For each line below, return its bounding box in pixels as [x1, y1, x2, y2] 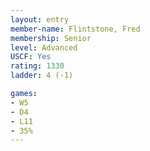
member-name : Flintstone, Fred [10, 24, 141, 34]
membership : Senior [10, 33, 92, 43]
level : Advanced [10, 42, 78, 53]
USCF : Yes [10, 52, 52, 62]
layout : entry [10, 14, 70, 25]
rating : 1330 [10, 61, 65, 71]
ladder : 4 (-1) [10, 71, 74, 81]
